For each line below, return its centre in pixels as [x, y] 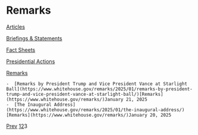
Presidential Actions [31, 61]
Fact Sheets [21, 50]
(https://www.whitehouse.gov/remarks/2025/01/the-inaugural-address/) [95, 110]
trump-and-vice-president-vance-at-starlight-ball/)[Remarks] [85, 94]
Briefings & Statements [34, 38]
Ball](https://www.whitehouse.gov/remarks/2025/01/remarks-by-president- [100, 89]
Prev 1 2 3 [17, 126]
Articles [16, 27]
